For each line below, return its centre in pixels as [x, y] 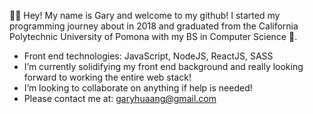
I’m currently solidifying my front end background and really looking [163, 66]
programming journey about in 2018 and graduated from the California [154, 26]
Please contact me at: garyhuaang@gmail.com [120, 98]
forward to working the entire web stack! [107, 77]
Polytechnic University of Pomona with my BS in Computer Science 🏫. [153, 36]
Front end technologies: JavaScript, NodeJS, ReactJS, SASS [148, 56]
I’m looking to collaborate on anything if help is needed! [138, 88]
